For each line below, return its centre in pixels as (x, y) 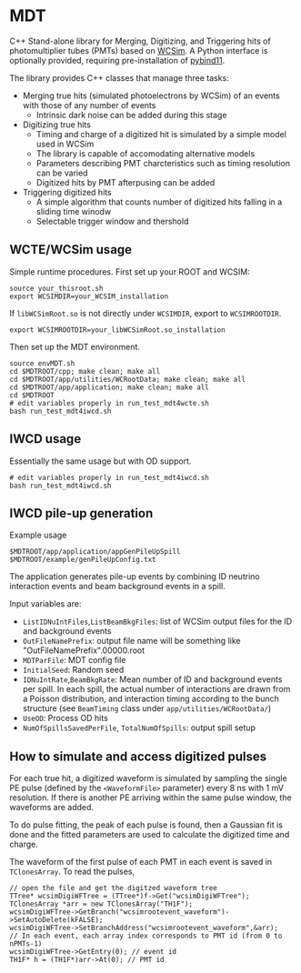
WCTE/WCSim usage (71, 250)
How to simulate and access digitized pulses (138, 756)
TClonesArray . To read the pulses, (72, 872)
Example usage (38, 535)
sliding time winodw (74, 211)
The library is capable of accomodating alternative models (145, 153)
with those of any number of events (89, 105)
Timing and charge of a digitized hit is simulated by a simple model (161, 134)
